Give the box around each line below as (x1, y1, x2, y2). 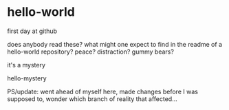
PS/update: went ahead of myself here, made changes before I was (7, 87, 198, 96)
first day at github (7, 27, 57, 35)
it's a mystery (7, 60, 46, 69)
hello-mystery (7, 74, 47, 82)
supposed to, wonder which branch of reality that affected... (7, 94, 177, 103)
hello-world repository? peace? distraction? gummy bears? (7, 47, 174, 56)
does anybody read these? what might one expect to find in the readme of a (7, 40, 222, 48)
